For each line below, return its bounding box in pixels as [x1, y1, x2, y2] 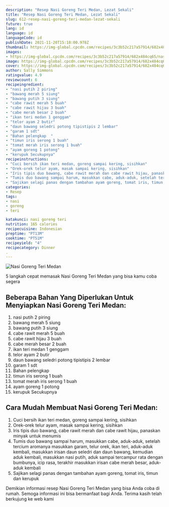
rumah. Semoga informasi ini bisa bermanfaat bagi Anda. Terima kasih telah [6, 490, 162, 496]
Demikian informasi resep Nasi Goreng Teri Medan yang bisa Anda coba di [6, 485, 160, 491]
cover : [6, 63, 20, 68]
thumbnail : [6, 45, 29, 50]
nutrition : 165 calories [6, 222, 58, 227]
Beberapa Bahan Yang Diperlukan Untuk [6, 293, 134, 302]
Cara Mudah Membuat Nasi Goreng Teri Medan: [6, 404, 158, 412]
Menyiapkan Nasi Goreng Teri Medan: [6, 301, 126, 309]
